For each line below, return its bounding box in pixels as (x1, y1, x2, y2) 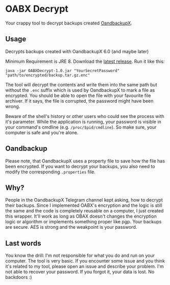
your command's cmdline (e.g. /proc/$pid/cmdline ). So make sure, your (5, 124, 157, 130)
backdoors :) (5, 274, 32, 280)
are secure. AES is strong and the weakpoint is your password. (5, 224, 137, 230)
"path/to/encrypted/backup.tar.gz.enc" (5, 73, 90, 78)
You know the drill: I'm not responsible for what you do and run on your (5, 252, 155, 258)
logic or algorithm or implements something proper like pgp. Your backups (5, 219, 162, 225)
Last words (5, 239, 41, 248)
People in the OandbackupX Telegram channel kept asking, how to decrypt (5, 197, 163, 203)
